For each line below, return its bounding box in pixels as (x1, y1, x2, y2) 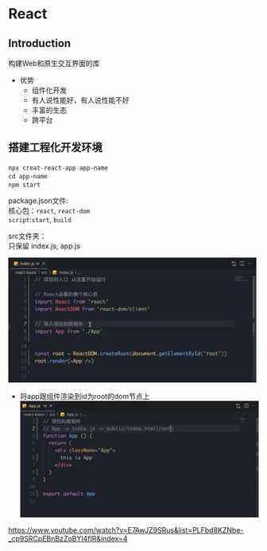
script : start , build (8, 214, 72, 224)
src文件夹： (8, 231, 47, 240)
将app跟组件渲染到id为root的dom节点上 (19, 391, 150, 401)
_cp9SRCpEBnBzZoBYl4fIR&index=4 (8, 534, 128, 544)
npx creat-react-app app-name (8, 164, 109, 172)
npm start (8, 181, 41, 189)
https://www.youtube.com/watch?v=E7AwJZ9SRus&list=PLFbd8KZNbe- (8, 526, 244, 535)
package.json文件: (8, 196, 69, 205)
